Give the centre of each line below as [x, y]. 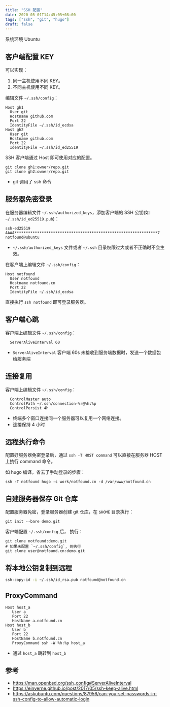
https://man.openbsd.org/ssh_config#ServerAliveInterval [72, 683]
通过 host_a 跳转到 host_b [39, 653]
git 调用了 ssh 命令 [32, 182]
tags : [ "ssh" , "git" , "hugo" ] [37, 19]
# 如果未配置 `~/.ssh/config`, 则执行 [43, 547]
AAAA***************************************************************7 [82, 233]
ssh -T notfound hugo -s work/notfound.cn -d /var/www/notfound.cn [78, 482]
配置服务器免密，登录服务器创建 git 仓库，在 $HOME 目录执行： [70, 512]
